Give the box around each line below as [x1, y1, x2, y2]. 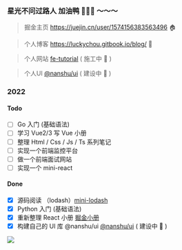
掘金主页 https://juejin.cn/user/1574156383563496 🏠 [23, 23, 176, 32]
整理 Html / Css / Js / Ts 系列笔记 [17, 137, 112, 146]
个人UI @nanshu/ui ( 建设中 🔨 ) [23, 69, 112, 77]
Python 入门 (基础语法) [17, 205, 82, 213]
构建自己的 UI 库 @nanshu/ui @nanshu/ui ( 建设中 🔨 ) [17, 222, 168, 231]
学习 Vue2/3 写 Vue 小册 [17, 129, 87, 137]
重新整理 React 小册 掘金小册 [17, 213, 100, 222]
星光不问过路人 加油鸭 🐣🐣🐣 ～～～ [7, 6, 119, 15]
